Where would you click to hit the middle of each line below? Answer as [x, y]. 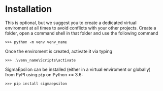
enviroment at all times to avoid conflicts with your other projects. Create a [81, 28]
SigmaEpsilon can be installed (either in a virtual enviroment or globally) [78, 69]
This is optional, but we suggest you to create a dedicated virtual [71, 23]
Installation [29, 9]
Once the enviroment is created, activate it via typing [59, 51]
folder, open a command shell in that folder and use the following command [82, 33]
